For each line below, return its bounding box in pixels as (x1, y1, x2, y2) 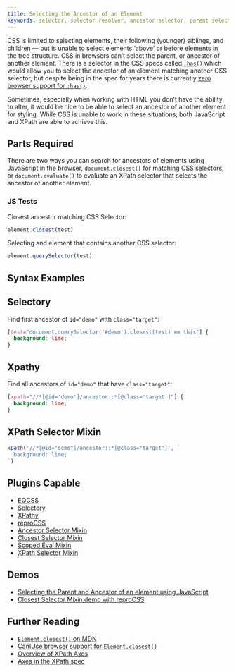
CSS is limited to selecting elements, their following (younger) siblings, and (7, 36, 224, 44)
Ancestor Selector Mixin (17, 526, 88, 534)
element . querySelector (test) (7, 252, 93, 259)
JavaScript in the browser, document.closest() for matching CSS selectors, (7, 164, 224, 173)
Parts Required (7, 138, 74, 149)
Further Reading (7, 616, 80, 628)
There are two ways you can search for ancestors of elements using (7, 157, 205, 165)
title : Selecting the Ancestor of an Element (7, 10, 143, 18)
